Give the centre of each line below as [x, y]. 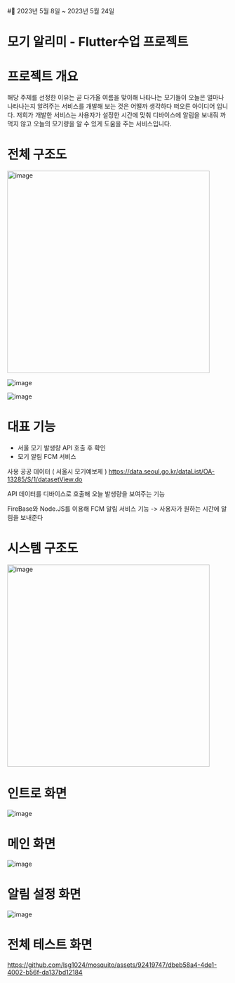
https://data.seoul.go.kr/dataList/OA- [162, 472]
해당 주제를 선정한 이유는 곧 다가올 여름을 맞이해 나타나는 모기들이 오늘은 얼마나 [116, 98]
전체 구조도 [37, 155]
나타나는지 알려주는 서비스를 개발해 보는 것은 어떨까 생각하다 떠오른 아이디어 [111, 106]
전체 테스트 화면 [50, 945]
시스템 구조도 [43, 548]
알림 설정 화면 [44, 895]
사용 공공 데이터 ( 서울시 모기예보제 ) [57, 472]
